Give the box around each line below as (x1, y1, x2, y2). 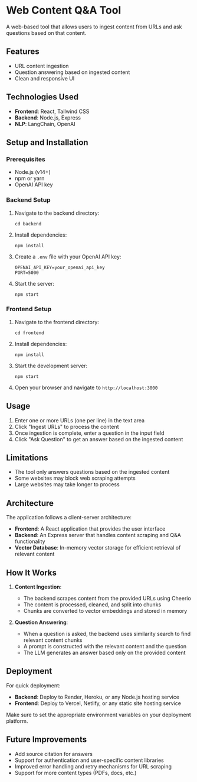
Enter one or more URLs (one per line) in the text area (14, 416, 145, 424)
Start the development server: (14, 362, 88, 369)
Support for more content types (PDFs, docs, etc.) (14, 769, 137, 776)
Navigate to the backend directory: (14, 209, 100, 216)
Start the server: (14, 280, 55, 287)
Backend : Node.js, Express (14, 114, 81, 121)
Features (6, 47, 40, 57)
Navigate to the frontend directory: (14, 318, 99, 325)
